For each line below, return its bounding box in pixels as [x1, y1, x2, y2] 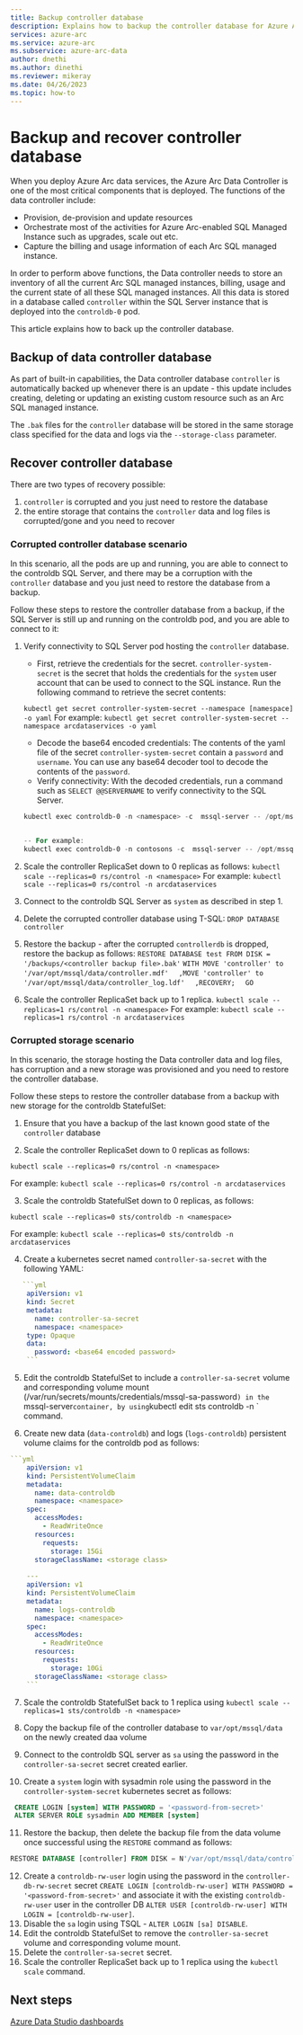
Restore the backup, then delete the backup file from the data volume [22, 1827, 281, 1838]
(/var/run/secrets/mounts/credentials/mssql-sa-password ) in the [22, 1391, 270, 1402]
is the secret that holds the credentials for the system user [63, 668, 277, 679]
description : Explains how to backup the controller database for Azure [10, 22, 289, 31]
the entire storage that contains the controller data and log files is [22, 506, 271, 517]
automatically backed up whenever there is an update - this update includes [10, 383, 292, 394]
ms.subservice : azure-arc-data [10, 47, 128, 56]
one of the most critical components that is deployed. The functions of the [10, 185, 286, 196]
